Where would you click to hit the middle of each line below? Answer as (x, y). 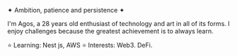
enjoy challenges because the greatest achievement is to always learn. (110, 31)
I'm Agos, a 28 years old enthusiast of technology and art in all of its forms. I (118, 23)
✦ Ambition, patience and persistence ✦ (66, 10)
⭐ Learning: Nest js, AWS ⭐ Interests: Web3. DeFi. (80, 45)
